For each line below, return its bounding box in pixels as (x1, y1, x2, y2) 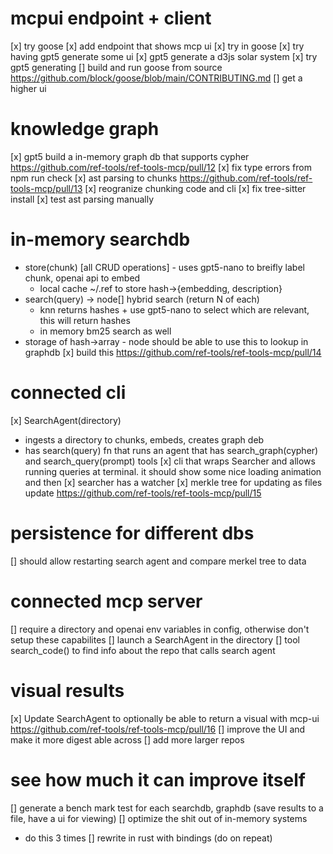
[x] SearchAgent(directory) (10, 414, 122, 426)
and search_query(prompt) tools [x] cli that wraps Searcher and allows (24, 455, 316, 467)
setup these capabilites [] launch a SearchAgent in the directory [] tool (10, 633, 300, 646)
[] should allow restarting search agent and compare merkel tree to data (10, 555, 307, 567)
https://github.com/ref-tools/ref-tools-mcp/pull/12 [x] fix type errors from (10, 161, 312, 173)
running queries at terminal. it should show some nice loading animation (24, 465, 322, 477)
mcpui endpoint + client (10, 7, 212, 30)
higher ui (10, 82, 47, 94)
